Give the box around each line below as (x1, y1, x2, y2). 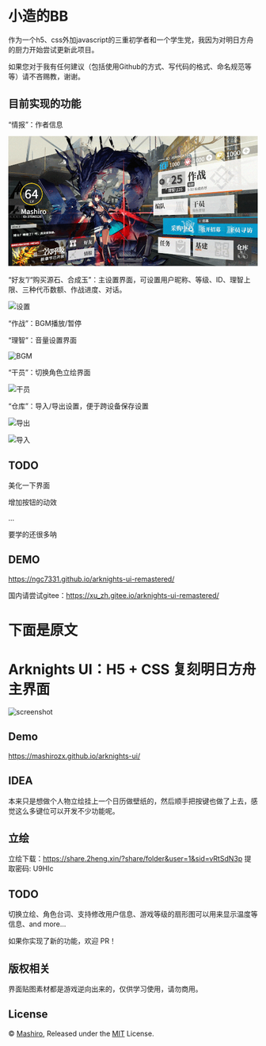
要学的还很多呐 (8, 530, 57, 539)
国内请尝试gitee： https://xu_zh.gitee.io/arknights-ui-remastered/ (8, 590, 219, 600)
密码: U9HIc (14, 864, 54, 873)
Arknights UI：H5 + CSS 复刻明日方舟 (8, 661, 256, 679)
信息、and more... (8, 919, 66, 929)
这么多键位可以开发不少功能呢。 (14, 806, 120, 815)
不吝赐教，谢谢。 (28, 71, 85, 81)
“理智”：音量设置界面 (8, 335, 78, 345)
